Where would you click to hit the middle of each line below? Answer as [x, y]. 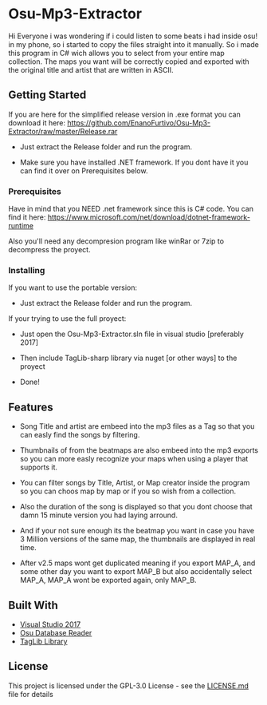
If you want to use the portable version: [73, 287]
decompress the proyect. [49, 250]
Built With [33, 605]
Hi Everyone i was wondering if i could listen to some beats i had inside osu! [133, 36]
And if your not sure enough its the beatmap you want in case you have [137, 531]
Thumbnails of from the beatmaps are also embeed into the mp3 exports [139, 450]
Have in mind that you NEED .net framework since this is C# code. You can [131, 209]
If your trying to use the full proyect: [67, 319]
